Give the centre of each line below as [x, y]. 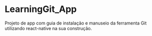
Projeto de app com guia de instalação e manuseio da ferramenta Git [76, 23]
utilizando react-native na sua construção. [48, 28]
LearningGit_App [41, 9]
